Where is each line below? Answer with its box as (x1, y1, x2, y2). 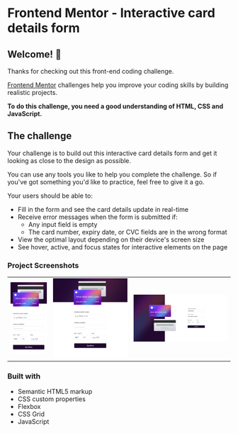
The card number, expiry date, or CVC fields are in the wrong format (28, 227, 228, 236)
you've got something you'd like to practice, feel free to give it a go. (7, 177, 205, 186)
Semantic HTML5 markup (17, 388, 93, 396)
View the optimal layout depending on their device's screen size (17, 235, 205, 244)
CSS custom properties (17, 395, 86, 403)
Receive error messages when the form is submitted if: (17, 213, 178, 221)
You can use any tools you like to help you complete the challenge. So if (7, 170, 217, 179)
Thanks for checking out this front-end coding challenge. (7, 67, 174, 75)
